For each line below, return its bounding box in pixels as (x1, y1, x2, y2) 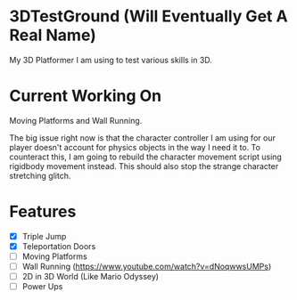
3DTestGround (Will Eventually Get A (9, 6, 288, 27)
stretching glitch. (9, 170, 71, 181)
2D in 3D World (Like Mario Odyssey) (21, 272, 159, 282)
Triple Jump (21, 231, 67, 241)
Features (9, 202, 77, 222)
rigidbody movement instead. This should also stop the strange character (9, 160, 279, 171)
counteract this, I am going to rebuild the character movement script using (9, 151, 283, 162)
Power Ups (21, 281, 63, 292)
